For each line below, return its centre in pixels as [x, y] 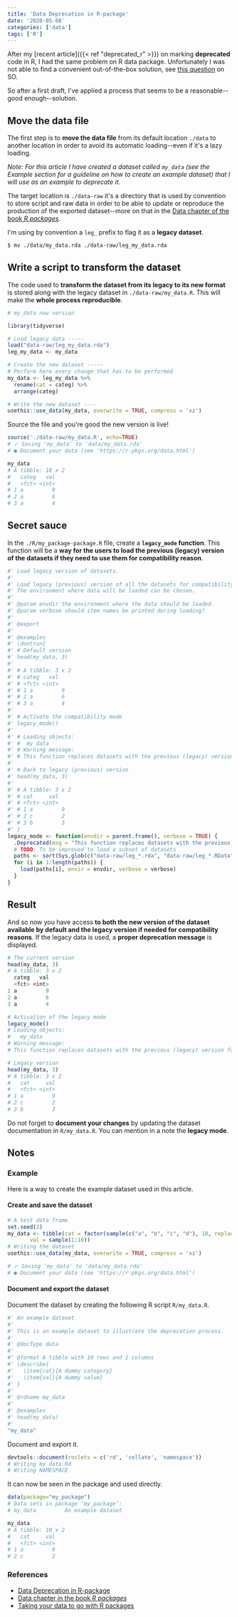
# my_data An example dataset [65, 1511]
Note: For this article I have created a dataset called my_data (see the [108, 167]
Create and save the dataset [50, 1205]
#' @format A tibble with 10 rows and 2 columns [81, 1358]
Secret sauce [37, 526]
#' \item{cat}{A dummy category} [60, 1371]
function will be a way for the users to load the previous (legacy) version [116, 550]
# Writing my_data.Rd [39, 1464]
